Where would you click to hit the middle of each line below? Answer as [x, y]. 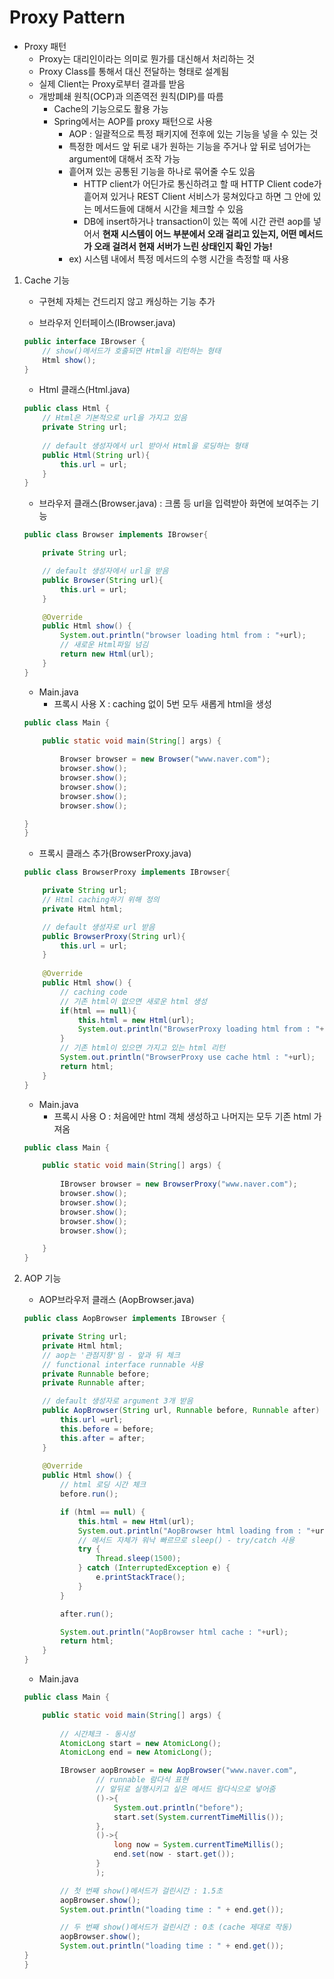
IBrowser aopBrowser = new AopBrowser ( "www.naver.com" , [179, 1771]
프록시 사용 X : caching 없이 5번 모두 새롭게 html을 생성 [162, 703]
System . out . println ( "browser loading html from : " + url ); [183, 636]
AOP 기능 [42, 1278]
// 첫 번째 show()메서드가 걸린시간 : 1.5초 [142, 1891]
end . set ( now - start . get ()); [174, 1854]
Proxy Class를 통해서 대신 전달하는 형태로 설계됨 [134, 71]
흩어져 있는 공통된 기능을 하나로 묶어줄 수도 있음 [162, 171]
